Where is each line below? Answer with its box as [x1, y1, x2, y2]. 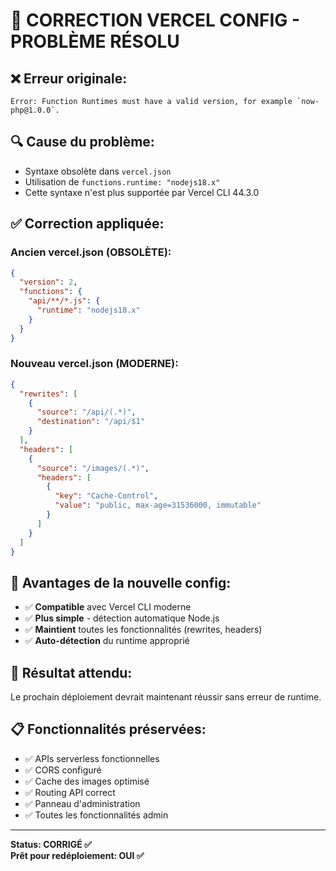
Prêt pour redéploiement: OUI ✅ [10, 849, 145, 861]
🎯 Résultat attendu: [10, 664, 133, 681]
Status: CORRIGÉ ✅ [10, 838, 92, 850]
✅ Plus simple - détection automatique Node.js [24, 612, 220, 624]
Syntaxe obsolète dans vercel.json [24, 165, 172, 177]
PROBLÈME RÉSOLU [10, 30, 180, 53]
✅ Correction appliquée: [10, 215, 165, 233]
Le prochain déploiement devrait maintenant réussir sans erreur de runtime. [10, 691, 322, 703]
